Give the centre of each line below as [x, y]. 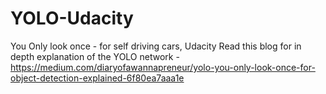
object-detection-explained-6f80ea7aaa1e [97, 78]
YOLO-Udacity [72, 18]
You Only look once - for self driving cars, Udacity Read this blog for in [156, 46]
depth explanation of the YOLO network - [95, 56]
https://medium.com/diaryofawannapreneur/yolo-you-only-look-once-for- [163, 67]
